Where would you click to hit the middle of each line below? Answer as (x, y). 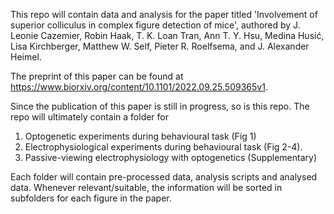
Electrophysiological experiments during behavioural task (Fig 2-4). (163, 147)
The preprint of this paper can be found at (97, 76)
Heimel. (26, 57)
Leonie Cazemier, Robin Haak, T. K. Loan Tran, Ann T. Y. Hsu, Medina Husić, (167, 35)
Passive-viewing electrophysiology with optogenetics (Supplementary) (171, 157)
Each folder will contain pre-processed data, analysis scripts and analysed (164, 177)
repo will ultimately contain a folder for (90, 117)
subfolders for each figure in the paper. (91, 198)
